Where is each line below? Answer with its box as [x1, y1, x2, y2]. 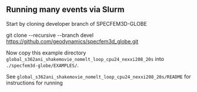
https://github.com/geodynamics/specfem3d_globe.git [6, 38, 139, 45]
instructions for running [6, 79, 63, 86]
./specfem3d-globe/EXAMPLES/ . [6, 62, 79, 69]
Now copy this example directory [6, 49, 86, 56]
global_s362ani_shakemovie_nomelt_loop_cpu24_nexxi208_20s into [6, 55, 165, 62]
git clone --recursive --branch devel [6, 32, 94, 39]
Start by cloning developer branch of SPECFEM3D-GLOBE [6, 20, 147, 27]
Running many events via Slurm [6, 5, 125, 15]
